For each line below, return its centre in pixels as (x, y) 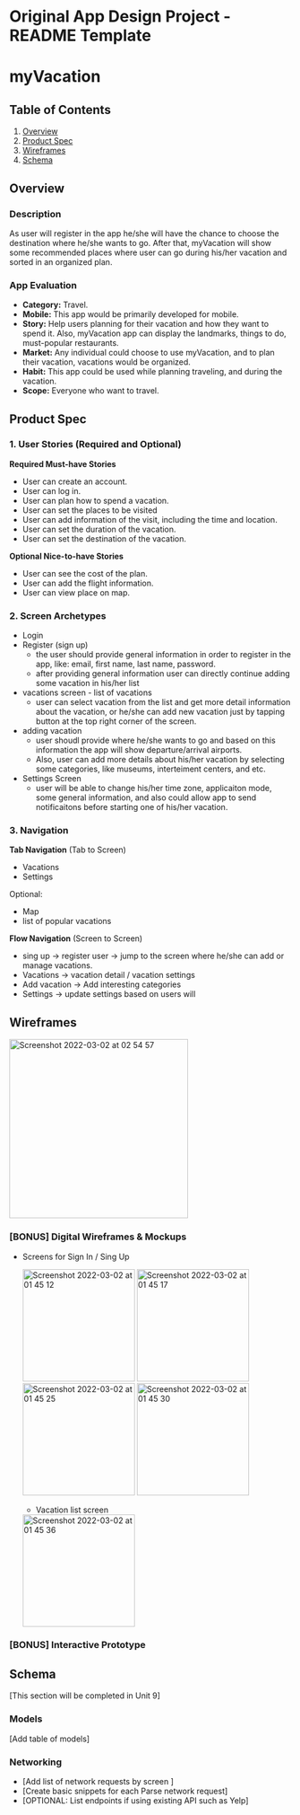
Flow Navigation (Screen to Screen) (76, 938)
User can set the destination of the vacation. (104, 538)
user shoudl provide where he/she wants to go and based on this (155, 740)
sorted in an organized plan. (61, 261)
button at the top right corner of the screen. (116, 721)
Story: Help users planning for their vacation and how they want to (146, 324)
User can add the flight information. (88, 583)
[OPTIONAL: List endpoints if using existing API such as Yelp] (135, 1800)
